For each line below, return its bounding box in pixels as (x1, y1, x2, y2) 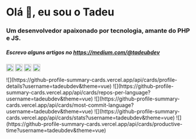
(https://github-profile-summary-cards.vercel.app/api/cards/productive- (6, 121, 183, 128)
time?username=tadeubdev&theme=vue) (6, 127, 107, 134)
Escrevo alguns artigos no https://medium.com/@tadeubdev (6, 49, 160, 56)
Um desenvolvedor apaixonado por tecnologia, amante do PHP (6, 27, 191, 35)
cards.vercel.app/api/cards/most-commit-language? (6, 102, 134, 109)
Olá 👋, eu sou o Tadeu (6, 5, 114, 19)
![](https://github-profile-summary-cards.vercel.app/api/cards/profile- (6, 77, 178, 84)
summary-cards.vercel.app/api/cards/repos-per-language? (6, 89, 151, 96)
